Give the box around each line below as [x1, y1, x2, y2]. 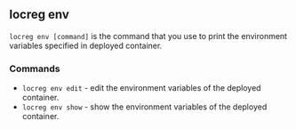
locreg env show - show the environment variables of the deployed [21, 101, 268, 112]
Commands [9, 62, 60, 75]
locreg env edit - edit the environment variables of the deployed [21, 83, 261, 93]
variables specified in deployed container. [9, 40, 163, 51]
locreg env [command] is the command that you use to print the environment [9, 30, 287, 41]
